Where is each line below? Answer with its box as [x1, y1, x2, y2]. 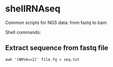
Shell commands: [5, 29, 41, 35]
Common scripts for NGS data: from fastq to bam [5, 19, 107, 25]
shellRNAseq [5, 3, 61, 14]
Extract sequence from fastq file [5, 43, 108, 52]
